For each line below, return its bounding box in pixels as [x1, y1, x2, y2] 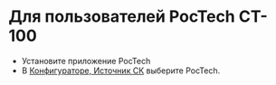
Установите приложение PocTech [21, 55, 151, 66]
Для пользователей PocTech [8, 6, 236, 27]
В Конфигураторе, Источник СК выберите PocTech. [21, 65, 221, 76]
